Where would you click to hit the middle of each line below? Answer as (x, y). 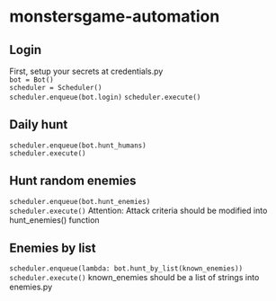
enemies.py (31, 287)
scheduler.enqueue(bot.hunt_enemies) (80, 201)
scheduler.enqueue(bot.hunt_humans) (78, 146)
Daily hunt (39, 124)
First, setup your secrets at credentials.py (86, 71)
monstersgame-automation (115, 17)
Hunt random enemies (73, 181)
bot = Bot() (31, 80)
